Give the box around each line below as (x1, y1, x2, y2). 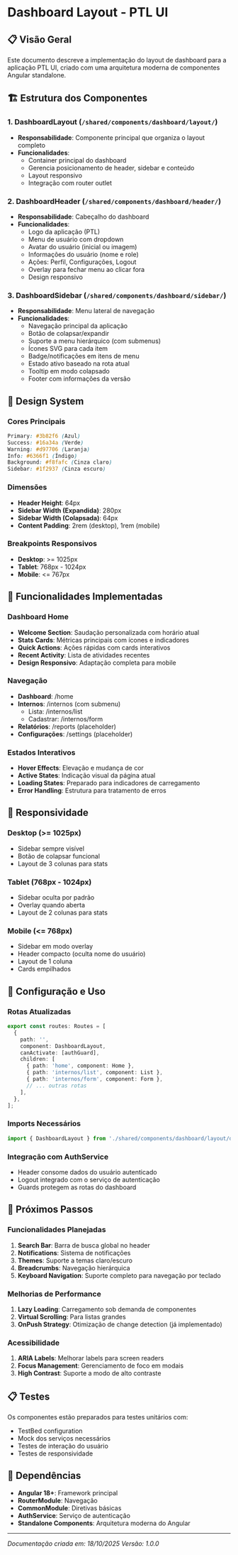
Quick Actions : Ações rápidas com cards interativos (17, 643, 171, 652)
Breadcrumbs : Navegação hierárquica (17, 1263, 130, 1272)
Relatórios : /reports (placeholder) (17, 722, 117, 731)
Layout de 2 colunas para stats (17, 908, 108, 917)
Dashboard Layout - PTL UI (7, 4, 169, 21)
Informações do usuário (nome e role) (28, 250, 140, 258)
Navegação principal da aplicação (28, 322, 128, 330)
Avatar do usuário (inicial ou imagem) (28, 242, 137, 251)
